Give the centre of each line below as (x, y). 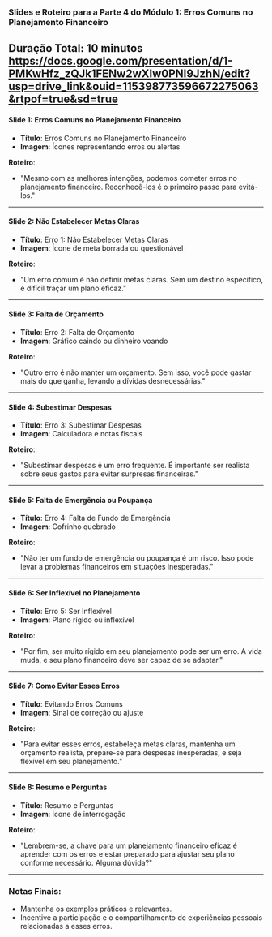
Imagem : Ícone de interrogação (73, 814)
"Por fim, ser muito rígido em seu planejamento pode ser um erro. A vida (141, 651)
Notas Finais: (35, 891)
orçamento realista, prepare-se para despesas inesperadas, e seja (131, 752)
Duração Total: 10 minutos (76, 48)
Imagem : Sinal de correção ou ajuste (82, 712)
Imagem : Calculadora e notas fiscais (81, 434)
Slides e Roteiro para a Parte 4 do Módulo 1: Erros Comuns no (131, 12)
